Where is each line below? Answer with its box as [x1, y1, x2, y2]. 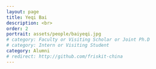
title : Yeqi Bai [6, 14, 47, 20]
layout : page [6, 8, 39, 15]
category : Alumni [6, 48, 50, 54]
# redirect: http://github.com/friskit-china [6, 53, 123, 59]
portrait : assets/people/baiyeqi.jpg [6, 31, 102, 37]
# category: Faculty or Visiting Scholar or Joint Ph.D [6, 37, 150, 43]
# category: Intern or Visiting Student [6, 43, 110, 49]
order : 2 [6, 25, 28, 32]
